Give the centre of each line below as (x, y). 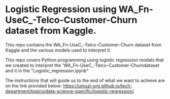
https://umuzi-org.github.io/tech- (98, 86)
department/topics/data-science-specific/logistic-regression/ (70, 91)
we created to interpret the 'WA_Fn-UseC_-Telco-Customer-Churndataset (82, 65)
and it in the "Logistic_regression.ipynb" (47, 70)
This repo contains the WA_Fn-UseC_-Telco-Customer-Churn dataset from (83, 44)
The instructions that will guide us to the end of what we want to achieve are (85, 80)
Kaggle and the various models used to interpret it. (58, 50)
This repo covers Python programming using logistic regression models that (84, 60)
